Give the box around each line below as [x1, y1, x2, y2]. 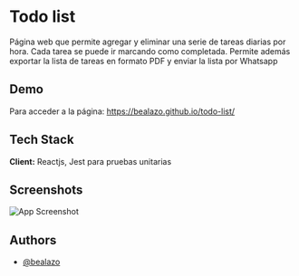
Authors [9, 233, 57, 248]
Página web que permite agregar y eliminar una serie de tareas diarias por [9, 36, 286, 47]
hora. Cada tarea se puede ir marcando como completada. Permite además [9, 45, 291, 56]
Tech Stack [9, 132, 74, 148]
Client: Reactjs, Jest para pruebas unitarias [9, 156, 172, 167]
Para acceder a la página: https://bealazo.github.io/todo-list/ [9, 106, 236, 117]
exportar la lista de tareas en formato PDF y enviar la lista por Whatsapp [9, 55, 278, 66]
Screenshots [9, 182, 83, 197]
